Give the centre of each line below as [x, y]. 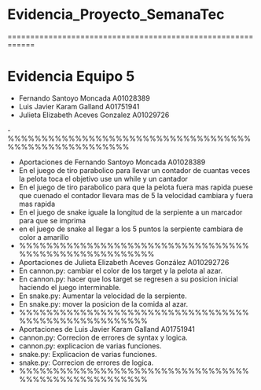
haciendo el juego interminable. [70, 287]
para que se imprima [52, 220]
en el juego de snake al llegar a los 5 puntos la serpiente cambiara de [131, 229]
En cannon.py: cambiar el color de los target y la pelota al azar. [121, 270]
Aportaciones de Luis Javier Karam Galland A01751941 [107, 329]
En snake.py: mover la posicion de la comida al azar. [103, 304]
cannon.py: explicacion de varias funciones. [90, 346]
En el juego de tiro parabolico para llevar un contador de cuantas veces [134, 170]
